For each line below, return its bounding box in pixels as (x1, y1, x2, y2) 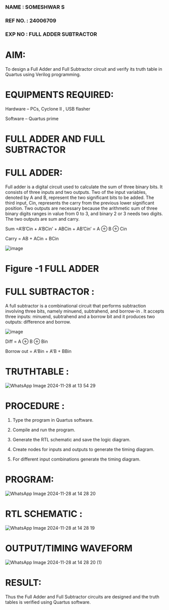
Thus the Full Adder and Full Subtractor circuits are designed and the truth (5, 593, 160, 599)
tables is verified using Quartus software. (5, 599, 91, 605)
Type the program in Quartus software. (12, 417, 94, 423)
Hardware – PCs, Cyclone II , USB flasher (5, 106, 91, 112)
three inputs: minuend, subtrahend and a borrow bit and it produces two (5, 313, 155, 319)
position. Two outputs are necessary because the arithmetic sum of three (5, 205, 158, 211)
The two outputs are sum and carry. (5, 216, 80, 222)
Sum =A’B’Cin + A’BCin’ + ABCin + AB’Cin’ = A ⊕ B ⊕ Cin (5, 226, 127, 232)
